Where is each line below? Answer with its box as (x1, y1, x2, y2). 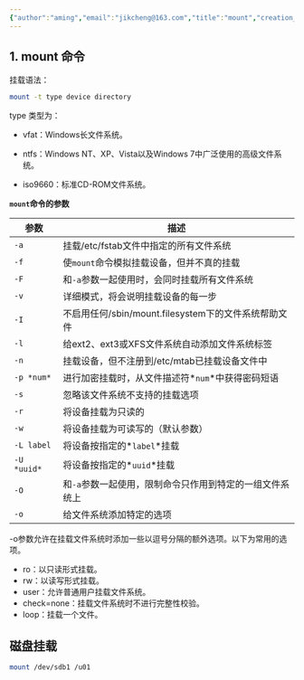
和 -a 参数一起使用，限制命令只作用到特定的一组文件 (62, 478, 280, 491)
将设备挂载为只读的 (62, 406, 145, 419)
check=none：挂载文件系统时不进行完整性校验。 (22, 598, 205, 609)
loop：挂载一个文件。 (22, 609, 103, 620)
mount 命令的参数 (9, 198, 70, 209)
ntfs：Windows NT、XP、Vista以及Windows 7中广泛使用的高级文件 (22, 148, 274, 159)
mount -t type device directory (9, 92, 131, 102)
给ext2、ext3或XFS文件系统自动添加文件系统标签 (62, 338, 273, 351)
